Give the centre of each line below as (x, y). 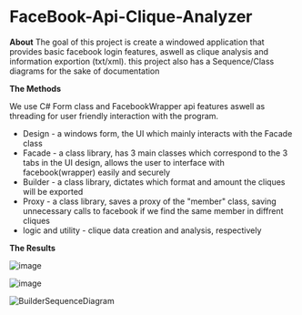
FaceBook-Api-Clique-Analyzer (131, 17)
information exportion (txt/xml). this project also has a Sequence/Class (142, 61)
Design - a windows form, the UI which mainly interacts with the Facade (157, 133)
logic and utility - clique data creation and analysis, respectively (142, 230)
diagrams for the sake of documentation (85, 71)
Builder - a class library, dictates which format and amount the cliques (154, 182)
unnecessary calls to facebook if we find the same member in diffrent (153, 210)
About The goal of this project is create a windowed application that (137, 42)
